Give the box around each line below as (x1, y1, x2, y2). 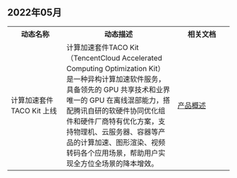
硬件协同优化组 (116, 106, 166, 115)
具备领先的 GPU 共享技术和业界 (66, 84, 171, 94)
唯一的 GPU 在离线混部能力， (66, 95, 164, 105)
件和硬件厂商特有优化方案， (66, 116, 159, 126)
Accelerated (121, 53, 162, 63)
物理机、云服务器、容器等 (73, 127, 159, 136)
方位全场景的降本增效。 (80, 158, 159, 168)
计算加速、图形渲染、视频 (80, 137, 166, 147)
